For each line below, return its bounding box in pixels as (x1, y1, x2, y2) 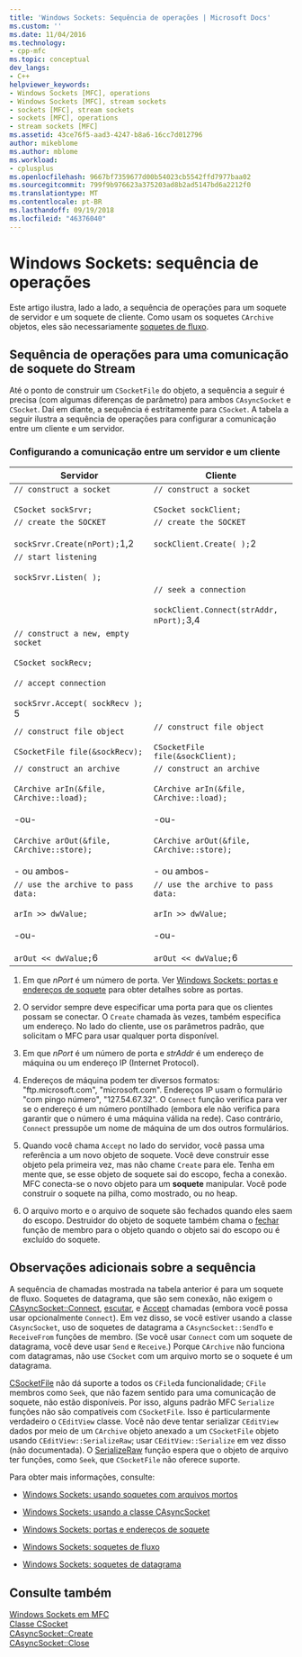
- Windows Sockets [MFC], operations (9, 88, 151, 97)
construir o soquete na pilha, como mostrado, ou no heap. (22, 1188, 238, 1199)
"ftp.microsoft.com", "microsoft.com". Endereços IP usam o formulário (22, 1084, 283, 1095)
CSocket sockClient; (153, 504, 242, 514)
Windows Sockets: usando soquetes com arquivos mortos (22, 1489, 238, 1500)
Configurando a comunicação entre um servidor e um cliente (9, 446, 280, 458)
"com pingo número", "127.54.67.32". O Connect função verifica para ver (22, 1093, 288, 1104)
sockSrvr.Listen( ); (13, 572, 102, 582)
